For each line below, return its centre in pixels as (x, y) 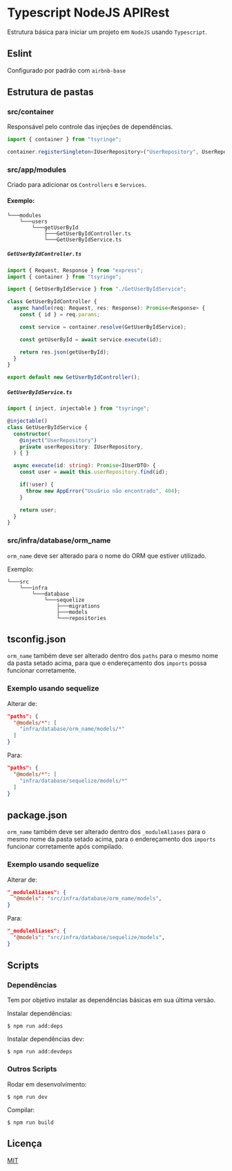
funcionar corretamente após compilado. (65, 846)
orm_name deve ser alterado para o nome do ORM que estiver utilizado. (107, 556)
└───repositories (81, 618)
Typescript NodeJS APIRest (88, 13)
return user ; (38, 510)
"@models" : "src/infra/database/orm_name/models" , (88, 899)
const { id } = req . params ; (60, 315)
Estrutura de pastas (50, 92)
